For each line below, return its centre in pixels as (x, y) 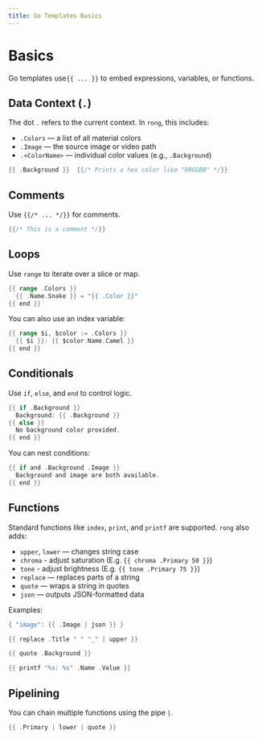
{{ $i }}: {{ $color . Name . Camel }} (75, 341)
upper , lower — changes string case (79, 551)
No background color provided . (68, 430)
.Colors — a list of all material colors (80, 138)
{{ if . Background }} (45, 407)
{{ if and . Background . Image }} (64, 468)
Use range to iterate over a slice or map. (74, 274)
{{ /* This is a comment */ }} (57, 229)
